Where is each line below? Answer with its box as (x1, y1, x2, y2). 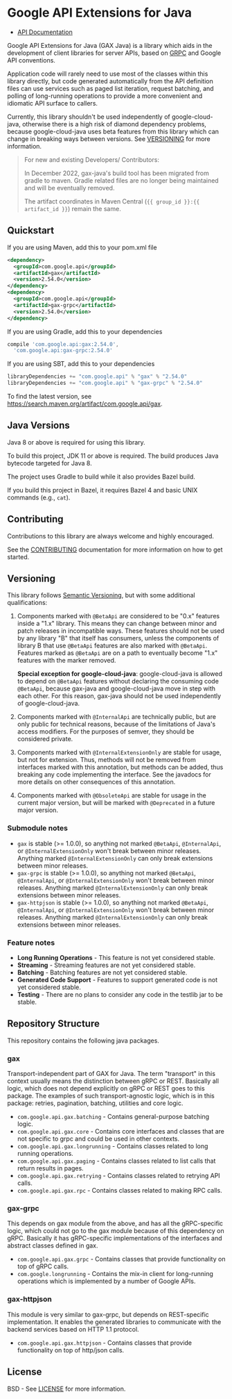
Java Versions (7, 420, 71, 431)
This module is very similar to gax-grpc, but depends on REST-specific (7, 1310, 209, 1318)
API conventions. (7, 56, 55, 64)
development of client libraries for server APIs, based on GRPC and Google (7, 49, 222, 57)
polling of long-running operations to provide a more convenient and (7, 92, 203, 100)
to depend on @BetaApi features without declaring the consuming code (17, 677, 220, 686)
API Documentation (17, 28, 73, 36)
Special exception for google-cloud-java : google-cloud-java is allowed (17, 670, 223, 678)
